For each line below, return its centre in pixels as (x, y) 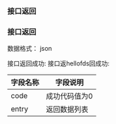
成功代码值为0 (70, 97)
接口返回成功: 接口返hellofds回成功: (59, 63)
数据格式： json (30, 49)
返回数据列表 (67, 109)
